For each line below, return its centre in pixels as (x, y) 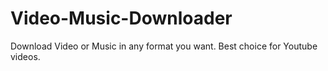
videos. (25, 56)
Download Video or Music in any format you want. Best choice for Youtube (164, 46)
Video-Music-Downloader (121, 18)
